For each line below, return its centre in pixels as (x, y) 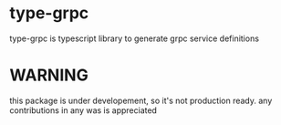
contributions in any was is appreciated (83, 110)
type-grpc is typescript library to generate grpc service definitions (135, 38)
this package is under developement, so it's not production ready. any (141, 100)
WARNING (49, 75)
